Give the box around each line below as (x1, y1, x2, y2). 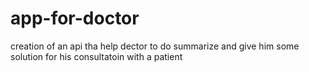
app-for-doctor (10, 7, 140, 30)
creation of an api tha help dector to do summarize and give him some (10, 40, 300, 52)
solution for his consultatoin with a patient (10, 50, 183, 62)
